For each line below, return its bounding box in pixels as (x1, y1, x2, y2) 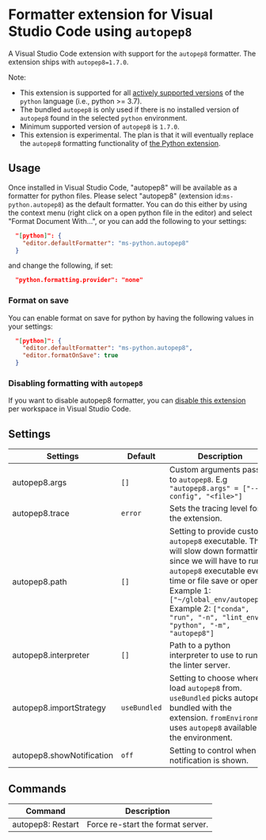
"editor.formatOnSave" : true (22, 352, 119, 360)
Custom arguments (169, 464, 241, 476)
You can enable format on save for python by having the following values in (8, 313, 254, 322)
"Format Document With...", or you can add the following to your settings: (8, 216, 247, 225)
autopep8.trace (12, 508, 70, 519)
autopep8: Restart (12, 819, 79, 830)
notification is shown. (169, 755, 249, 766)
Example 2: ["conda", (169, 603, 250, 615)
